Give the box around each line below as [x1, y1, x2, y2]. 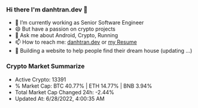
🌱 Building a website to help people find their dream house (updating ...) [14, 47, 193, 55]
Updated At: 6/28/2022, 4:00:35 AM [14, 95, 105, 102]
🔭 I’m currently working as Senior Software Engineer [14, 19, 144, 26]
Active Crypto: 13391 [14, 76, 66, 83]
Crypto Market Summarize [6, 62, 85, 71]
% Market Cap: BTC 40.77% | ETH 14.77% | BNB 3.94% [14, 82, 153, 89]
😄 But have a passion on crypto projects [14, 25, 115, 32]
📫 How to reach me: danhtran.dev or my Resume [14, 38, 138, 46]
